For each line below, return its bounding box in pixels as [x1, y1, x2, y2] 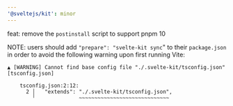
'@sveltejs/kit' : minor [7, 10, 77, 17]
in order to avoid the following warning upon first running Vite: [7, 50, 186, 59]
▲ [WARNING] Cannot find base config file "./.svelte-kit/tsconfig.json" [7, 63, 226, 70]
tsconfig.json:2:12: [19, 82, 79, 89]
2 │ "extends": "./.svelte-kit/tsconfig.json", [25, 88, 172, 95]
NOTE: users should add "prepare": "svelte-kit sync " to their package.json [7, 43, 227, 51]
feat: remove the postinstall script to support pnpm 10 [7, 29, 166, 38]
